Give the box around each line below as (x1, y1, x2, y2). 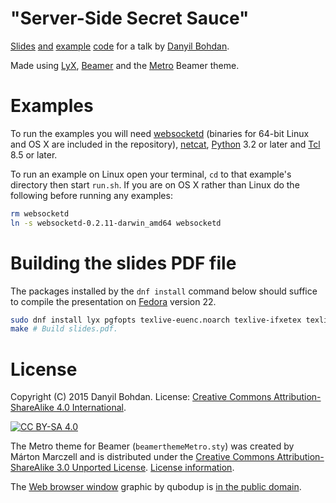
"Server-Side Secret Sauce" (10, 7, 250, 30)
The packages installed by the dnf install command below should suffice (10, 285, 318, 297)
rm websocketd (10, 208, 70, 219)
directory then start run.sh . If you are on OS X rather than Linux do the (10, 178, 300, 191)
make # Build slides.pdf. (10, 324, 118, 334)
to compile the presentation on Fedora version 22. (10, 295, 217, 307)
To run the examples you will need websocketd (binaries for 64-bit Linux (10, 127, 310, 139)
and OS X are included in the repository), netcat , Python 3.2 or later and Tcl (10, 138, 321, 150)
